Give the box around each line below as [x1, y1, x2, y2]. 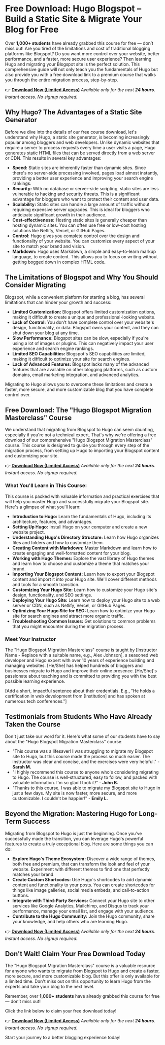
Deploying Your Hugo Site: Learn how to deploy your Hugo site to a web [12, 597, 160, 603]
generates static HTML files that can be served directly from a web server [5, 150, 155, 156]
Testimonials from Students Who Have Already [5, 713, 152, 721]
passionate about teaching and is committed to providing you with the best [5, 673, 157, 679]
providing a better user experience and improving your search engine [12, 175, 154, 181]
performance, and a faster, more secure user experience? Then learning [5, 56, 152, 62]
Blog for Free [5, 24, 59, 35]
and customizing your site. [5, 453, 59, 459]
